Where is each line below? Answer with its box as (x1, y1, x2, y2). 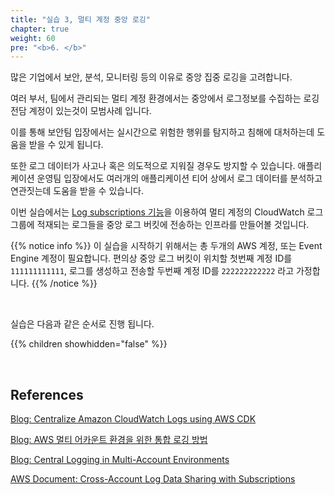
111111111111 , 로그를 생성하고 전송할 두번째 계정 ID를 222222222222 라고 (10, 265, 295, 277)
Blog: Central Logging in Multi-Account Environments (10, 454, 230, 466)
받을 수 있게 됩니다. (28, 139, 104, 151)
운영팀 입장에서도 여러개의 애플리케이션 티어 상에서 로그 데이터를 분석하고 (36, 172, 323, 185)
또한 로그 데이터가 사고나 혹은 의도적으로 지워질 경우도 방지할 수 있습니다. (10, 160, 296, 172)
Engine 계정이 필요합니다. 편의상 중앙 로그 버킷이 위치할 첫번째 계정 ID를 (10, 252, 293, 265)
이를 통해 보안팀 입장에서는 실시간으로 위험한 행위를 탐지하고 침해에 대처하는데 (10, 126, 315, 138)
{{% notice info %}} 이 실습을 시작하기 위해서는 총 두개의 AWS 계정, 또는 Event (10, 240, 323, 252)
